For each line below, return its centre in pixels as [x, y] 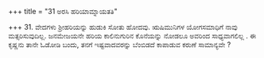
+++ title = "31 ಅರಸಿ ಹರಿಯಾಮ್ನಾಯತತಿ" [63, 11]
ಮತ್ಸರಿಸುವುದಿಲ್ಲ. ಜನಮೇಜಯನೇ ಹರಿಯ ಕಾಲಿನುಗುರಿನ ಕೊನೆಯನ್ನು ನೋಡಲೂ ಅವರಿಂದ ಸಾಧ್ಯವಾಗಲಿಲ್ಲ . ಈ [132, 36]
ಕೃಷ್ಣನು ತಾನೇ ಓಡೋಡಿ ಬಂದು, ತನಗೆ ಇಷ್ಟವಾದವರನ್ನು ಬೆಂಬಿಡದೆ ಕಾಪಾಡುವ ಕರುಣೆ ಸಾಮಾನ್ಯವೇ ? [120, 45]
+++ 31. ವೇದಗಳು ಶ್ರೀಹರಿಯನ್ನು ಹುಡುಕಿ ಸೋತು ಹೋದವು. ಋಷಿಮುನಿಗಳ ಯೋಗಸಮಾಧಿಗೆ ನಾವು [123, 27]
